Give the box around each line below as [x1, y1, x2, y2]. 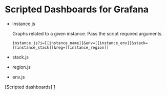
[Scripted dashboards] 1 [5, 84, 56, 90]
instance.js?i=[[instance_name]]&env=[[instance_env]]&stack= [12, 40, 148, 46]
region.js [12, 64, 31, 70]
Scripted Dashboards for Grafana [5, 4, 149, 15]
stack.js [12, 54, 29, 60]
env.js [12, 73, 25, 80]
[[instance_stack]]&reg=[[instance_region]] [12, 45, 109, 50]
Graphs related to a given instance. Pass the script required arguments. [12, 30, 163, 36]
